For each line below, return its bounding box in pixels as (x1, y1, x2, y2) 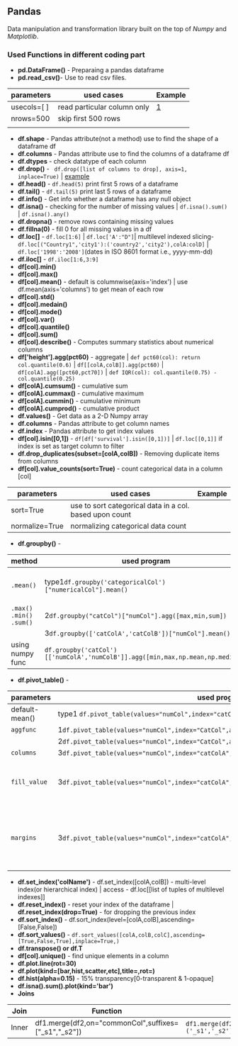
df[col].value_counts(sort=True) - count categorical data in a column (17, 464, 223, 473)
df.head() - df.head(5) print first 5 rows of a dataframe (17, 180, 178, 189)
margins (11, 834, 37, 842)
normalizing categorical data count (70, 521, 186, 531)
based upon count (70, 510, 131, 519)
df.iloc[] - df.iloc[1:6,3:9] (17, 255, 99, 264)
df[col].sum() (17, 330, 59, 339)
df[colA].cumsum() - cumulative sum (17, 382, 129, 390)
